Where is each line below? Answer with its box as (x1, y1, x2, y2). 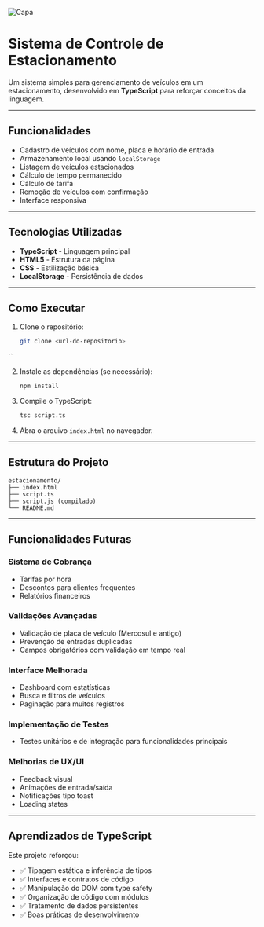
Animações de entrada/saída (19, 782, 113, 792)
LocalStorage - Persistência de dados (19, 271, 144, 280)
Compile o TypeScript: (19, 397, 93, 406)
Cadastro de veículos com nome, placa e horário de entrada (19, 145, 214, 155)
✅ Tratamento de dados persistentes (19, 900, 139, 911)
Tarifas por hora (19, 574, 72, 584)
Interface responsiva (19, 195, 87, 204)
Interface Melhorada (8, 665, 88, 676)
